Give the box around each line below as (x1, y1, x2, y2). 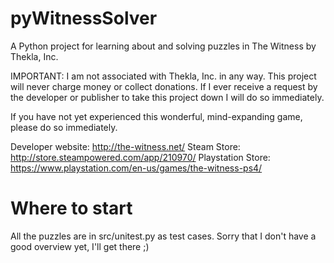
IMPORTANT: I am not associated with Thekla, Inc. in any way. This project (10, 70, 317, 82)
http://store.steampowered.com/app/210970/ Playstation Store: (10, 151, 271, 163)
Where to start (10, 197, 133, 220)
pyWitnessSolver (10, 7, 158, 30)
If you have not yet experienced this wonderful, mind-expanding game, (10, 110, 303, 122)
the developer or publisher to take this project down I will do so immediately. (10, 91, 325, 103)
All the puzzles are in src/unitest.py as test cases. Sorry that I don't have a (10, 230, 317, 242)
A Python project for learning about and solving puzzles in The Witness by (10, 40, 317, 52)
